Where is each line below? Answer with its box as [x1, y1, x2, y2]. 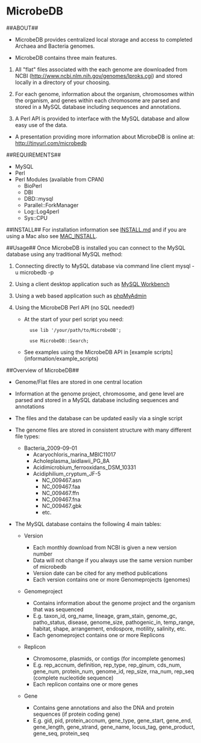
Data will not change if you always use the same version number [32, 556, 193, 563]
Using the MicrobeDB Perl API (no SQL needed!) [14, 303, 135, 311]
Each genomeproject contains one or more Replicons [32, 631, 165, 638]
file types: [14, 432, 40, 440]
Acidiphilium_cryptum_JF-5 [32, 470, 101, 477]
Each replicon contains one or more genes [32, 680, 138, 687]
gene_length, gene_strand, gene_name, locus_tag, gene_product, [32, 723, 196, 730]
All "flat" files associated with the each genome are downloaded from [14, 65, 188, 73]
